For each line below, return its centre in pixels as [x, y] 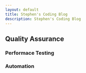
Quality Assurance [35, 39]
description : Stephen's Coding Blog [43, 19]
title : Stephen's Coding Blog [37, 14]
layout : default [22, 10]
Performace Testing [30, 53]
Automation [20, 66]
